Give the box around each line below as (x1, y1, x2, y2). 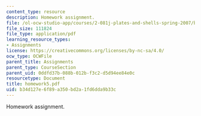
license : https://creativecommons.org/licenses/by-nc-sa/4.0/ (6, 48, 165, 54)
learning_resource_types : (6, 36, 71, 42)
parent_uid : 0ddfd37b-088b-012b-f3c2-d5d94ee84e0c (6, 70, 135, 76)
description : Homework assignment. (6, 14, 95, 20)
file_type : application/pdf (6, 31, 77, 37)
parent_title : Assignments (6, 59, 74, 65)
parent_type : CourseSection (6, 64, 77, 71)
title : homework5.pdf (6, 81, 60, 87)
